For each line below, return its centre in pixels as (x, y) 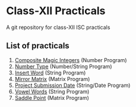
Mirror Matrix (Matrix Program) (52, 79)
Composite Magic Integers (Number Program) (71, 60)
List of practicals (38, 46)
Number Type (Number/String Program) (63, 66)
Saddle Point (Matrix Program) (52, 98)
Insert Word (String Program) (50, 73)
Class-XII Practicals (56, 11)
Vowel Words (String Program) (52, 91)
